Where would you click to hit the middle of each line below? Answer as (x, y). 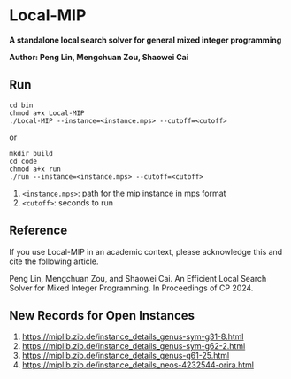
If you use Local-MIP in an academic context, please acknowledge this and (146, 251)
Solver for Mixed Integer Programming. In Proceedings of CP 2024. (131, 288)
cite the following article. (54, 261)
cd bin (21, 105)
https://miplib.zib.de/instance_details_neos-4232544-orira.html (138, 365)
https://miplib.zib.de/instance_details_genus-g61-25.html (126, 356)
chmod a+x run (35, 169)
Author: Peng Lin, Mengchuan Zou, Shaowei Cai (99, 57)
